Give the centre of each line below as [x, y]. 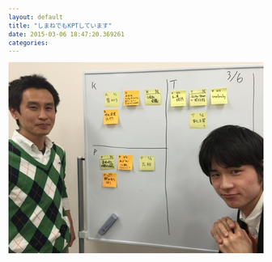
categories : [28, 43]
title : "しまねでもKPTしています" [60, 25]
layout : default [36, 17]
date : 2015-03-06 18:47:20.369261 [67, 34]
